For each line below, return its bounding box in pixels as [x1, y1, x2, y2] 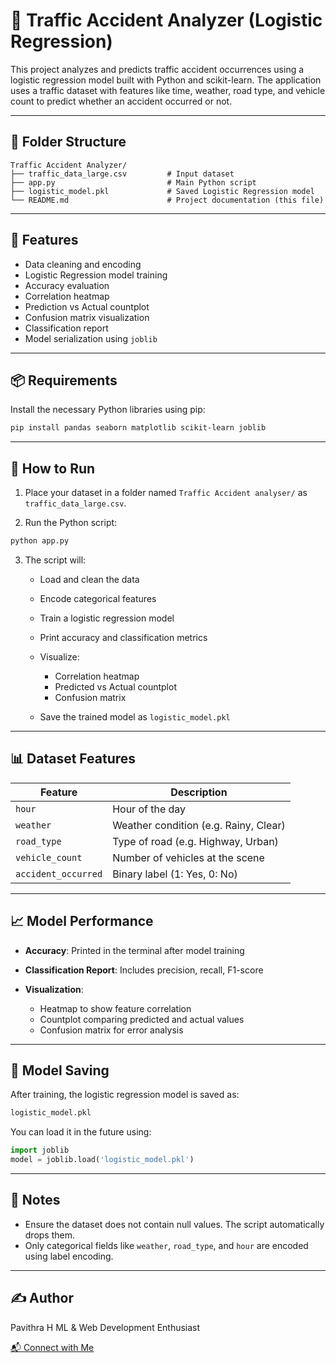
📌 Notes [10, 1192, 61, 1209]
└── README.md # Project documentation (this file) [10, 195, 325, 205]
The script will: [24, 554, 87, 566]
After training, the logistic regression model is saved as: [10, 1089, 240, 1101]
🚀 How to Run [10, 460, 96, 477]
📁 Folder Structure [10, 134, 127, 151]
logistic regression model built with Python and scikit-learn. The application [10, 74, 322, 86]
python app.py [10, 536, 70, 546]
